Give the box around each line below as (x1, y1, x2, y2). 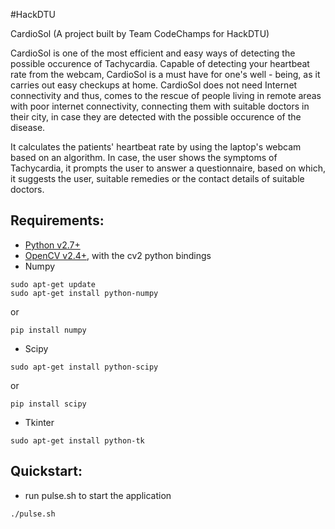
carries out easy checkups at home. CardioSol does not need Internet (10, 79, 298, 91)
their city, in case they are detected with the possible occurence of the (10, 111, 302, 123)
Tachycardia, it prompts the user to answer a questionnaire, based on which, (10, 162, 326, 174)
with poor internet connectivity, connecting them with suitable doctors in (10, 100, 310, 112)
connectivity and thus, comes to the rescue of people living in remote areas (10, 90, 322, 101)
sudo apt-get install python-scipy (10, 362, 159, 372)
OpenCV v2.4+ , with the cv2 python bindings (24, 249, 212, 261)
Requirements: (10, 212, 105, 229)
